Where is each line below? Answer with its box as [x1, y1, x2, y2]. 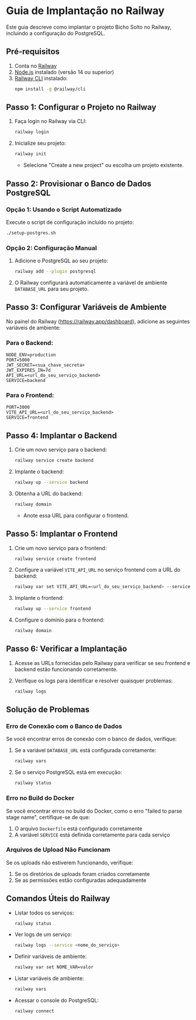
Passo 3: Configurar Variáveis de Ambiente [6, 302, 167, 312]
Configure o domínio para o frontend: [14, 616, 105, 623]
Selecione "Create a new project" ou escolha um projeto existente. [23, 162, 184, 169]
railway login [14, 129, 49, 135]
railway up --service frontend [14, 606, 91, 612]
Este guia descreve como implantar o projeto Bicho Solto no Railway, [6, 23, 171, 30]
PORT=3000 [6, 404, 30, 411]
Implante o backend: [14, 468, 64, 475]
